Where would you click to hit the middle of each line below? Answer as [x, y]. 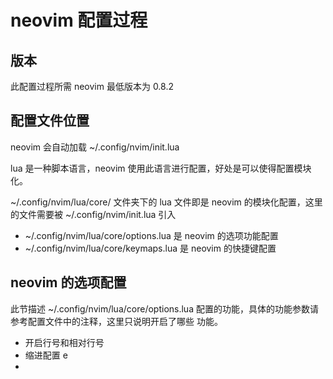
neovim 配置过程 [79, 20]
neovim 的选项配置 [68, 282]
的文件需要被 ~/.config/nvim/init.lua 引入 [93, 214]
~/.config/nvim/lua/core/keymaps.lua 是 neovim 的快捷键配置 [150, 248]
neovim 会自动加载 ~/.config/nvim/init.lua [95, 147]
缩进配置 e [46, 355]
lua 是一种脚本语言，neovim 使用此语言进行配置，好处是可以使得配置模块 [161, 168]
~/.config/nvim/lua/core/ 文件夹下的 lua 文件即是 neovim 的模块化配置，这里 [166, 202]
